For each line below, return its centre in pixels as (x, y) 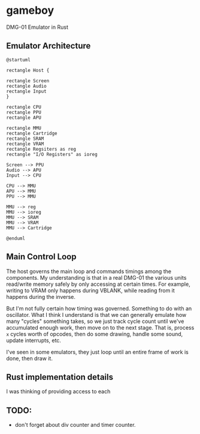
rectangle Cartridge (32, 133)
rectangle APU (24, 118)
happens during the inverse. (41, 297)
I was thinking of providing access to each (58, 391)
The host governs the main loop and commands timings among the (89, 271)
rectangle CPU (24, 107)
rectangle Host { (28, 70)
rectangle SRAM (25, 139)
